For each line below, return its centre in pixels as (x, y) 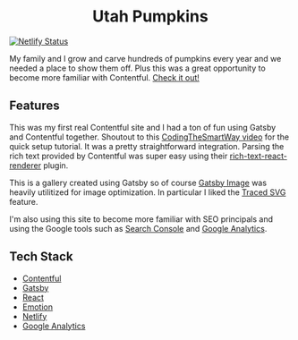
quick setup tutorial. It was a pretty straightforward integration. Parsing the (147, 146)
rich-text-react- (259, 156)
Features (34, 106)
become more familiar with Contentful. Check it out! (104, 77)
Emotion (38, 307)
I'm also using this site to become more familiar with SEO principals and (141, 219)
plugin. (56, 165)
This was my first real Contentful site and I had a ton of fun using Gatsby (143, 127)
